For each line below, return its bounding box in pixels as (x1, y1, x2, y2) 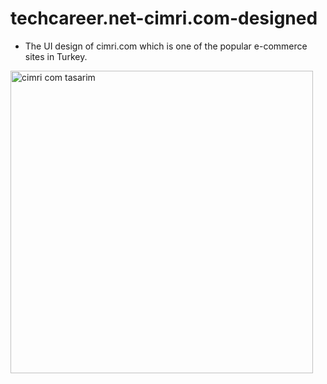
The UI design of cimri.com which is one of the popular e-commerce (24, 40, 308, 52)
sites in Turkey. (24, 50, 88, 62)
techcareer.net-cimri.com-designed (10, 7, 318, 30)
